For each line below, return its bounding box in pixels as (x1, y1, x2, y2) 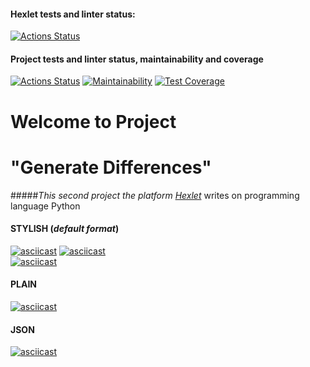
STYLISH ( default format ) (10, 223, 120, 235)
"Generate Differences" (10, 156, 212, 179)
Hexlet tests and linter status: (10, 8, 136, 20)
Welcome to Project (10, 110, 177, 133)
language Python (10, 200, 81, 212)
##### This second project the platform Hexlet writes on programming (10, 189, 300, 201)
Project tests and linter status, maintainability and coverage (10, 53, 264, 65)
